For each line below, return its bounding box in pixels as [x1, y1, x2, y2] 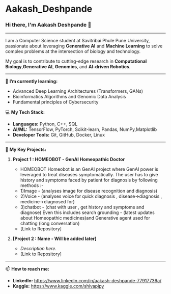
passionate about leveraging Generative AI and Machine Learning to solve [5, 43, 163, 49]
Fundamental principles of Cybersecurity [12, 99, 99, 105]
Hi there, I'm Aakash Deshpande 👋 [5, 21, 92, 29]
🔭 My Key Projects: [5, 146, 47, 153]
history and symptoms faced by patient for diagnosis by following [20, 177, 158, 183]
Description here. [20, 246, 57, 252]
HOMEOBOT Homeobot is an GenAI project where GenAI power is [20, 166, 159, 172]
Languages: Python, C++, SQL [12, 121, 78, 127]
